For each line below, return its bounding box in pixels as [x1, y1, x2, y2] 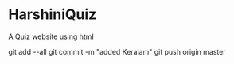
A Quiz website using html [8, 32, 94, 41]
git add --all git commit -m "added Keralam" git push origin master [8, 47, 226, 56]
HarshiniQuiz [8, 6, 97, 24]
